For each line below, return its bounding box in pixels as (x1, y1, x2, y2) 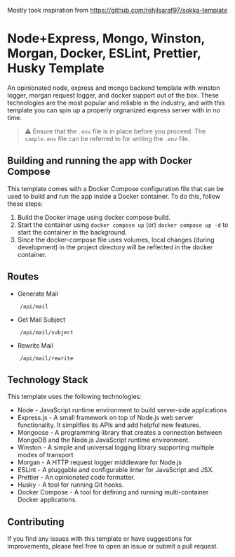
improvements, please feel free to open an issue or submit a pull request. (7, 542, 219, 551)
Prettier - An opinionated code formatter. (17, 473, 135, 482)
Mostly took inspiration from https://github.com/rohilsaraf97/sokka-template (7, 6, 228, 14)
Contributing (7, 516, 65, 527)
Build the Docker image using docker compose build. (17, 213, 170, 221)
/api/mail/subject (20, 329, 74, 336)
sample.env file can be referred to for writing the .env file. (24, 134, 190, 143)
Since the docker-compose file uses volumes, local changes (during (17, 235, 215, 244)
